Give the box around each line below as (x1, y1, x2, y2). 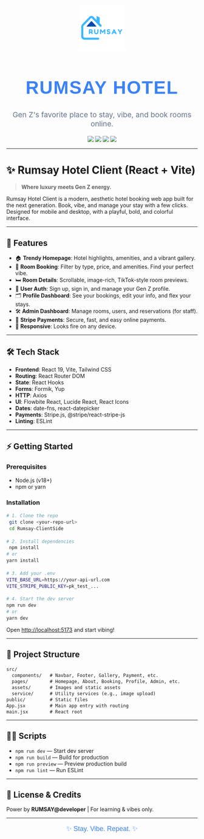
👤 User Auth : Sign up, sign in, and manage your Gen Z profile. (15, 285, 171, 293)
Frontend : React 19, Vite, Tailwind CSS (15, 366, 112, 373)
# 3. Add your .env (6, 570, 56, 576)
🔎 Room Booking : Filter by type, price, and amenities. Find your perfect (15, 263, 194, 271)
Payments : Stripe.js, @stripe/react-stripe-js (15, 411, 126, 418)
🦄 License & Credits (6, 789, 81, 800)
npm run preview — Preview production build (15, 760, 127, 767)
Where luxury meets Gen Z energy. (21, 183, 112, 191)
